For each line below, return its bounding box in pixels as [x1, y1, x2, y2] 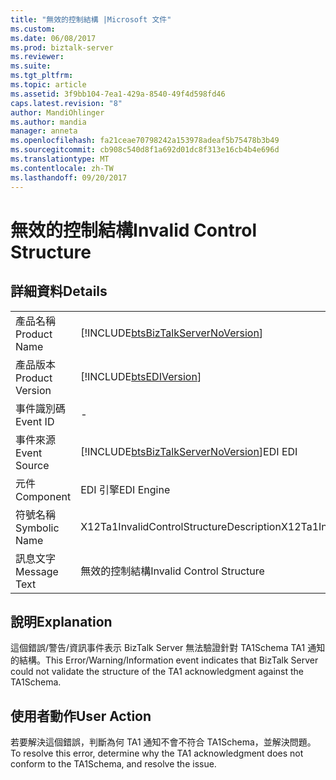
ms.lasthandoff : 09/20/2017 [10, 172, 128, 183]
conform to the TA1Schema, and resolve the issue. [10, 758, 217, 770]
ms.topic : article [10, 80, 87, 90]
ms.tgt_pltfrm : [10, 71, 74, 81]
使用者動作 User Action [10, 707, 152, 725]
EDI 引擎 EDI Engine [80, 482, 171, 496]
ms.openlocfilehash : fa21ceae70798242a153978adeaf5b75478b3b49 [10, 136, 280, 146]
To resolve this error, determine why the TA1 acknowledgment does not [10, 747, 304, 760]
